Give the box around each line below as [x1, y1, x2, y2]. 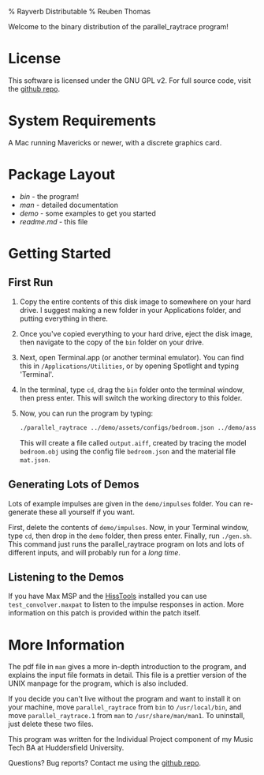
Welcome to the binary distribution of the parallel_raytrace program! [8, 22, 229, 31]
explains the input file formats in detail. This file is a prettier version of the [8, 671, 247, 680]
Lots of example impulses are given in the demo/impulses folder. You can [8, 498, 242, 508]
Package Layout [8, 166, 116, 184]
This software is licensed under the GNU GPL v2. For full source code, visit [8, 75, 251, 85]
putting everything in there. [19, 314, 109, 323]
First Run [8, 276, 54, 289]
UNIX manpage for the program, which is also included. [8, 679, 188, 688]
